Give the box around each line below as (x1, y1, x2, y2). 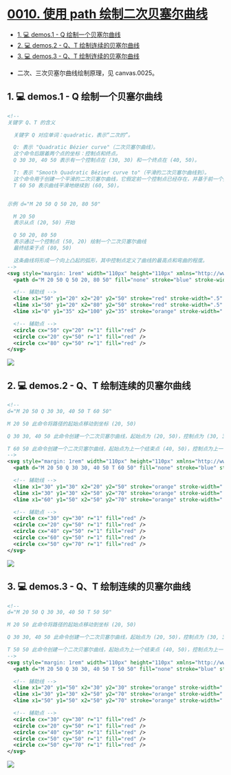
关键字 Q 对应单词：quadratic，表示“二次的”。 (13, 132, 133, 139)
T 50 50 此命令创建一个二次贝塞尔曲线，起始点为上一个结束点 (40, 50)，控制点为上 (7, 646, 219, 653)
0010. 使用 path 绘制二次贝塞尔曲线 (7, 6, 208, 22)
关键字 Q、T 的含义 (7, 119, 56, 126)
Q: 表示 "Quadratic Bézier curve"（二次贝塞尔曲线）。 (13, 144, 159, 151)
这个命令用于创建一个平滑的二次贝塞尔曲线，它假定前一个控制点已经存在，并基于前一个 (13, 175, 223, 183)
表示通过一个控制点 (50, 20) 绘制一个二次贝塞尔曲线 (13, 239, 146, 245)
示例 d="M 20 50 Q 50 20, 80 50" (7, 201, 101, 208)
